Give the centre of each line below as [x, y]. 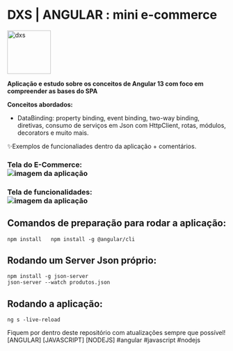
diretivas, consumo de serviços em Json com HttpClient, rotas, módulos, [121, 125]
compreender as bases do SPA [53, 91]
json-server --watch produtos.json [59, 283]
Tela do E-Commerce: [45, 165]
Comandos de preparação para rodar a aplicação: [117, 223]
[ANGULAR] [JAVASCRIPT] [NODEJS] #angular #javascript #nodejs [104, 340]
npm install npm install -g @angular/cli [71, 239]
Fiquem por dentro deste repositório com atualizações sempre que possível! [116, 333]
